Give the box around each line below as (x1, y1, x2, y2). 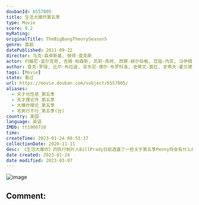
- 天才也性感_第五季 (11, 91, 55, 97)
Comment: (6, 191, 46, 201)
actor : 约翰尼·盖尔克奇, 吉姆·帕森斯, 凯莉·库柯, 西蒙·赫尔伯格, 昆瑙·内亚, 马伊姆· (6, 58, 195, 64)
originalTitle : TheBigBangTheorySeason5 (6, 36, 108, 42)
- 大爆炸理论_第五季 (11, 102, 55, 108)
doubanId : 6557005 (6, 8, 52, 15)
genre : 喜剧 (6, 42, 34, 48)
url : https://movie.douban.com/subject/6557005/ (6, 81, 129, 87)
